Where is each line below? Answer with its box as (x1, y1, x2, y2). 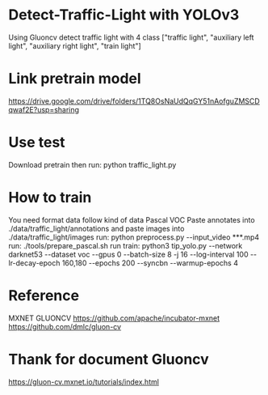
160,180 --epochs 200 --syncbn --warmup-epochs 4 (61, 257, 238, 268)
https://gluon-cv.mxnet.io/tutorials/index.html (8, 376, 160, 386)
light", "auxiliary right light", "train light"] (8, 40, 141, 50)
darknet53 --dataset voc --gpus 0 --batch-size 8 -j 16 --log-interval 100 (8, 249, 249, 259)
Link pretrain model (8, 70, 141, 88)
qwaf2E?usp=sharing (8, 104, 79, 114)
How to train (8, 189, 92, 206)
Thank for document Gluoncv (8, 350, 210, 368)
